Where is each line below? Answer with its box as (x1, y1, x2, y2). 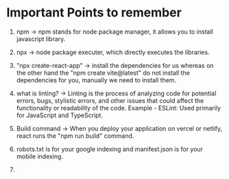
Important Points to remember (6, 5, 182, 21)
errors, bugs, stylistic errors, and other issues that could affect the (16, 96, 204, 104)
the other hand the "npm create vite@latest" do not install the (16, 69, 190, 77)
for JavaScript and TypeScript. (16, 111, 104, 119)
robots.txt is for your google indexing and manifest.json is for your (16, 145, 204, 153)
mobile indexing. (16, 152, 63, 160)
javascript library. (16, 34, 66, 43)
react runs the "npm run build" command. (16, 132, 134, 140)
